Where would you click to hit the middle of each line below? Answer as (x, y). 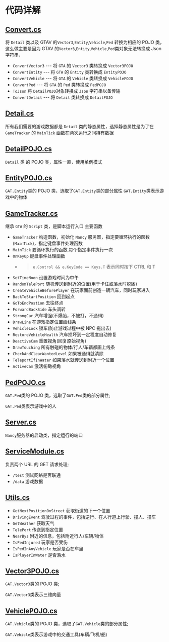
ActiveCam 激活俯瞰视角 (37, 366)
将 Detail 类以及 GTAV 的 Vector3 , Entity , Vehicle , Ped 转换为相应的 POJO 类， (85, 42)
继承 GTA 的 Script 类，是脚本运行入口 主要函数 (54, 226)
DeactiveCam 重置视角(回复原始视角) (49, 341)
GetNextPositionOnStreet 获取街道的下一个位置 (61, 510)
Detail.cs (20, 114)
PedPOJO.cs (25, 382)
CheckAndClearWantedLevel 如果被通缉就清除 (58, 354)
